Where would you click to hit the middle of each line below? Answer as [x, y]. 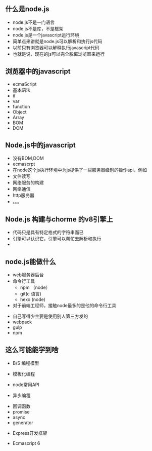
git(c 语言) [31, 294]
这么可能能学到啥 [32, 350]
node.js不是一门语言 [34, 22]
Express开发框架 [30, 433]
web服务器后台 [28, 275]
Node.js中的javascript [40, 145]
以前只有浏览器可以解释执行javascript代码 [56, 48]
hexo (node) [33, 299]
